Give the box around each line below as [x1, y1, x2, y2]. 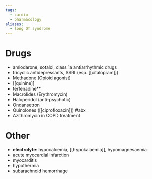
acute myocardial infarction [12, 152, 69, 158]
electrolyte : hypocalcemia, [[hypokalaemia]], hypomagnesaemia [12, 147, 147, 152]
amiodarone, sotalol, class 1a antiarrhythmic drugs [12, 64, 117, 70]
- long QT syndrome [10, 26, 51, 31]
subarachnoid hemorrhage [12, 168, 68, 174]
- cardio [10, 12, 28, 17]
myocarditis [12, 157, 37, 163]
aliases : [5, 21, 24, 27]
